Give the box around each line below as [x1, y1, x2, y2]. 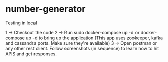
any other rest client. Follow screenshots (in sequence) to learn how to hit [5, 45, 159, 51]
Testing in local [5, 20, 37, 26]
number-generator [5, 3, 86, 15]
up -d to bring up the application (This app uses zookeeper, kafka [26, 35, 163, 41]
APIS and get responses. [5, 51, 57, 57]
